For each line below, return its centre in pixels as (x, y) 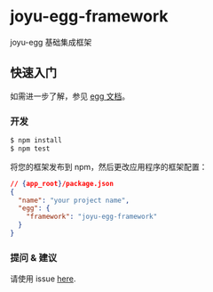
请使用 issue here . (43, 279)
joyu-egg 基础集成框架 (51, 42)
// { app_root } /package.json (62, 183)
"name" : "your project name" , (74, 200)
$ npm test (30, 149)
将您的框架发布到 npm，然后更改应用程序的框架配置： (109, 166)
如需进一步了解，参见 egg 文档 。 (70, 96)
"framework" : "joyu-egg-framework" (92, 217)
